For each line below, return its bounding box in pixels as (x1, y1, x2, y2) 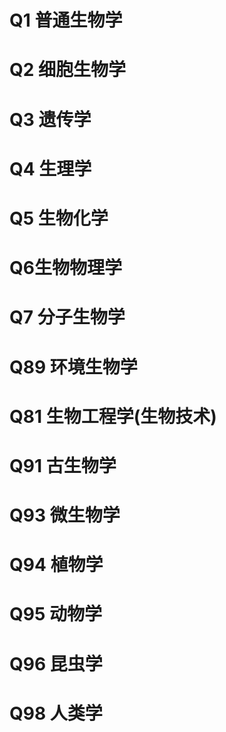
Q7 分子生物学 (9, 306, 126, 329)
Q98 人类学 (9, 702, 103, 725)
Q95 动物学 (9, 603, 102, 626)
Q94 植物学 (9, 554, 104, 576)
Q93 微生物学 (9, 504, 121, 527)
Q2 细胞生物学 (9, 59, 127, 81)
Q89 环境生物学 (9, 356, 138, 378)
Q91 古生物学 (9, 454, 117, 477)
